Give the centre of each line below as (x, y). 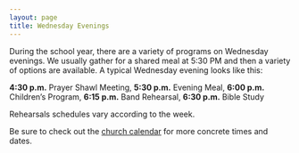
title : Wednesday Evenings (59, 26)
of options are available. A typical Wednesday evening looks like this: (136, 70)
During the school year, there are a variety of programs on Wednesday (139, 51)
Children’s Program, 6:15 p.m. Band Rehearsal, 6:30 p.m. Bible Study (137, 97)
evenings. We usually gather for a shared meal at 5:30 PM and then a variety (150, 60)
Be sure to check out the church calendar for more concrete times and (139, 131)
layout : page (33, 17)
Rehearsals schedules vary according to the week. (102, 114)
